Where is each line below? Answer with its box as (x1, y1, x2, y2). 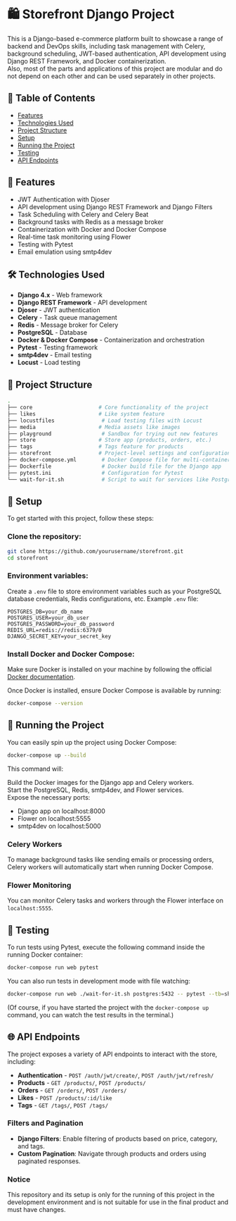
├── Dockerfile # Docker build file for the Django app (7, 463, 221, 470)
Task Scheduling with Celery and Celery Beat (17, 210, 149, 218)
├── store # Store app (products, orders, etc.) (7, 437, 212, 444)
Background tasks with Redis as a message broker (17, 217, 164, 226)
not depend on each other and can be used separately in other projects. (7, 72, 216, 80)
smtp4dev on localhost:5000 (17, 822, 102, 830)
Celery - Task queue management (17, 314, 117, 322)
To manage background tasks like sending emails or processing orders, (7, 855, 214, 864)
